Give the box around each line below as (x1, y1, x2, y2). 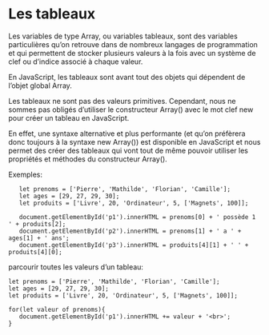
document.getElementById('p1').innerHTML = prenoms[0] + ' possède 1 (18, 213, 256, 221)
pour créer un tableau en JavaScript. (8, 113, 130, 122)
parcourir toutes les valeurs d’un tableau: (8, 261, 144, 272)
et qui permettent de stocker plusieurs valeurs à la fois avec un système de (8, 48, 256, 58)
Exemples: (8, 169, 42, 179)
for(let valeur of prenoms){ (8, 305, 106, 313)
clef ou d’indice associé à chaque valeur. (8, 57, 143, 66)
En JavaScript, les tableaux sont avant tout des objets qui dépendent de (8, 72, 246, 82)
